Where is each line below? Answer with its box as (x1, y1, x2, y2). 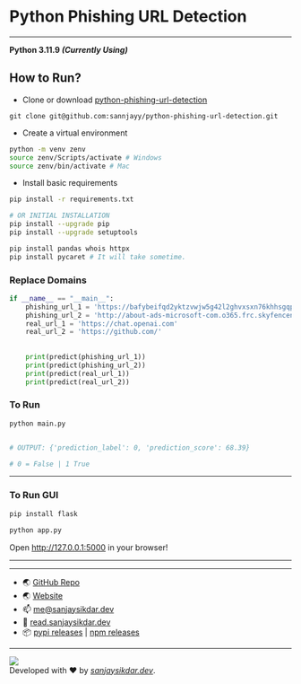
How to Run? (9, 70, 82, 86)
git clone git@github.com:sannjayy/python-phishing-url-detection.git (9, 111, 279, 120)
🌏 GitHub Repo (21, 576, 81, 587)
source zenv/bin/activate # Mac (9, 162, 130, 171)
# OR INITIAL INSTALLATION (9, 211, 110, 221)
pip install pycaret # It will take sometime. (9, 252, 186, 261)
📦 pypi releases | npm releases (21, 627, 141, 637)
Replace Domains (9, 274, 87, 286)
